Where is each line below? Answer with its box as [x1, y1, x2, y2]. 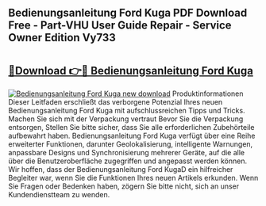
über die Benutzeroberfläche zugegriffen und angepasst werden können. [8, 156, 248, 166]
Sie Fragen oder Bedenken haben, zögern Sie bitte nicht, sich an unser [8, 181, 240, 191]
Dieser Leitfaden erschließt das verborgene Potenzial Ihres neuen [8, 97, 223, 106]
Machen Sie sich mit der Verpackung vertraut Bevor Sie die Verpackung [8, 114, 244, 124]
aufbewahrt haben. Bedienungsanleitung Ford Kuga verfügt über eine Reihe [8, 131, 256, 140]
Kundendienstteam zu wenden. [8, 190, 110, 199]
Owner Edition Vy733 [8, 31, 117, 44]
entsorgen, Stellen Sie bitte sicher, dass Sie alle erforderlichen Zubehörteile [8, 123, 255, 132]
